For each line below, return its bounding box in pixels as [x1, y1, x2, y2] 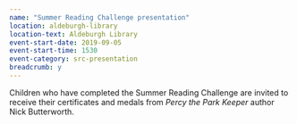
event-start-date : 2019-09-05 [9, 37, 123, 47]
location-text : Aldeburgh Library [9, 29, 139, 38]
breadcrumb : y [9, 63, 63, 72]
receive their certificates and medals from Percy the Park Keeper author [9, 96, 275, 107]
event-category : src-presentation [9, 54, 139, 63]
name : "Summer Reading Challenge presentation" [9, 12, 191, 22]
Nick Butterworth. [9, 106, 74, 117]
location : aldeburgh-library [9, 21, 118, 30]
